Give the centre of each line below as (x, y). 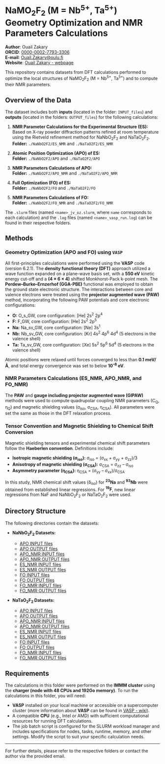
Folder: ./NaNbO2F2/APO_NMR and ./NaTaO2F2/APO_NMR (65, 173)
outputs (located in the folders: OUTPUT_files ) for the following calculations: (82, 117)
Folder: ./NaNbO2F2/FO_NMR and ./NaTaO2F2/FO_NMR (63, 203)
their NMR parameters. (28, 85)
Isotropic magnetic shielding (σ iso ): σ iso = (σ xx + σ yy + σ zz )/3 (75, 458)
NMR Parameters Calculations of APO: (52, 168)
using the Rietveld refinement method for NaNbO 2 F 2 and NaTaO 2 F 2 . (81, 138)
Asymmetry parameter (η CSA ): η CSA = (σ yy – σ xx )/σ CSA (69, 471)
